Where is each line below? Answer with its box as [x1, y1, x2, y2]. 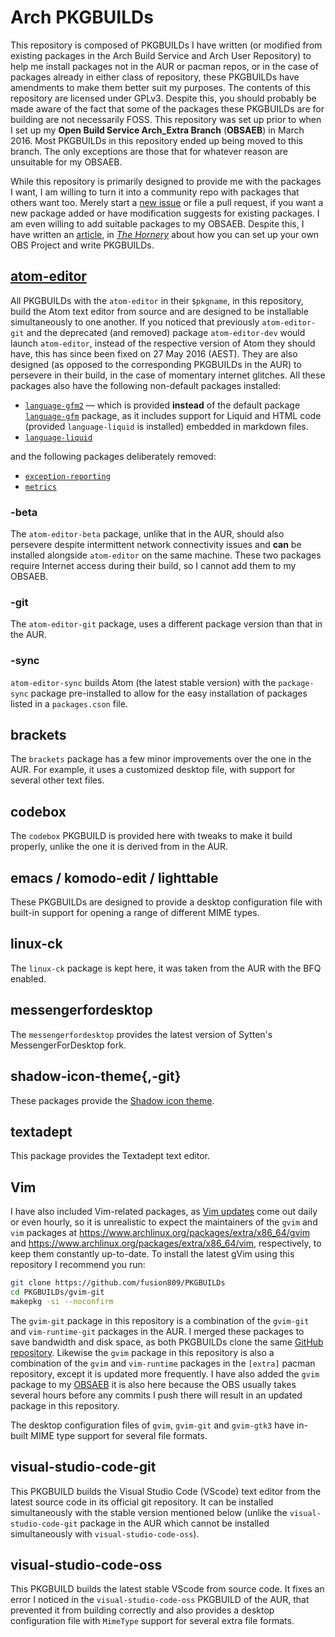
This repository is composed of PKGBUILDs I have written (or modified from [10, 39, 323, 51]
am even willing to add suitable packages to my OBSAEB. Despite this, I [10, 217, 305, 230]
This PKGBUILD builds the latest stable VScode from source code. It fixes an [10, 1583, 325, 1595]
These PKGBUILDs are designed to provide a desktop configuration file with [10, 896, 323, 908]
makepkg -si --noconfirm [10, 1296, 114, 1306]
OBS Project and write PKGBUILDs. [10, 239, 155, 251]
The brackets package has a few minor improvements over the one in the [10, 753, 312, 765]
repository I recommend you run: [10, 1259, 146, 1271]
